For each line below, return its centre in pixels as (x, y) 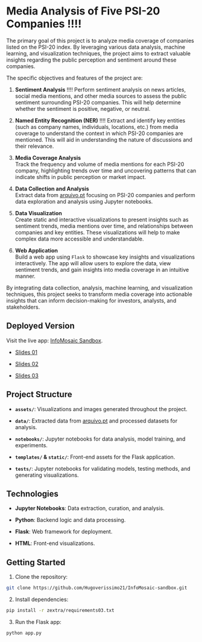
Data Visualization (38, 213)
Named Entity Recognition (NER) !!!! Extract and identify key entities (100, 120)
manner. (25, 276)
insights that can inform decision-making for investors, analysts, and (91, 300)
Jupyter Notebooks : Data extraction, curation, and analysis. (90, 508)
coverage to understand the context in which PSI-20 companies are (99, 133)
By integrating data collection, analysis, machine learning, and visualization (99, 288)
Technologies (33, 493)
